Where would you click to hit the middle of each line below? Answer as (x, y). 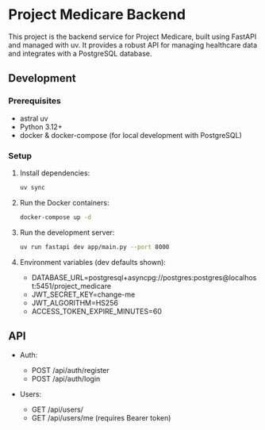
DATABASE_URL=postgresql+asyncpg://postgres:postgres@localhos (144, 277)
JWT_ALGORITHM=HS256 (75, 302)
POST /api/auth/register (70, 370)
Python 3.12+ (41, 127)
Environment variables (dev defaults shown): (93, 262)
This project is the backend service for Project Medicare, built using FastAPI (132, 36)
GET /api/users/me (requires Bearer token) (101, 418)
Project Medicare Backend (97, 15)
